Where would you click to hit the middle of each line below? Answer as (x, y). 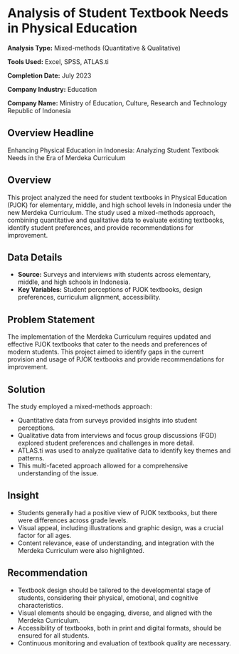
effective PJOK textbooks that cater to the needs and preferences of (107, 344)
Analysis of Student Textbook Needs (118, 13)
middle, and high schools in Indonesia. (74, 282)
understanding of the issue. (58, 473)
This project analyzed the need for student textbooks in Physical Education (117, 197)
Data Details (35, 257)
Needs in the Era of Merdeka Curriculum (67, 157)
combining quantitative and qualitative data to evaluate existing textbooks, (116, 220)
